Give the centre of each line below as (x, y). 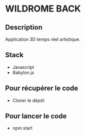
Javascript (23, 67)
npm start (22, 128)
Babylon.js (23, 72)
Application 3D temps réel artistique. (43, 39)
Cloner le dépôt (28, 100)
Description (24, 27)
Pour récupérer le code (42, 88)
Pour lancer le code (36, 116)
